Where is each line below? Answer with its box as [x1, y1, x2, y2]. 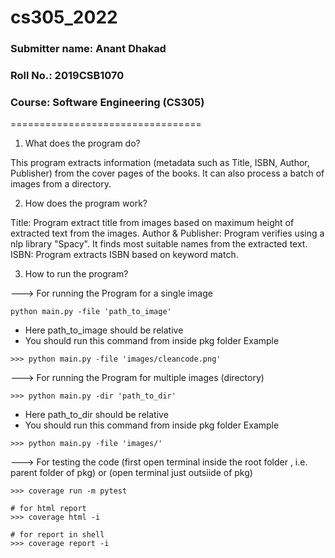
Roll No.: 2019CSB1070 [10, 69, 125, 83]
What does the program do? [24, 137, 141, 150]
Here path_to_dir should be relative [24, 409, 169, 421]
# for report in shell [10, 530, 105, 540]
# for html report [10, 504, 87, 514]
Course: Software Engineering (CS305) [10, 95, 205, 109]
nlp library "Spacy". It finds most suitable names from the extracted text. [10, 238, 308, 250]
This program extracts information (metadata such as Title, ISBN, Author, [10, 157, 310, 169]
